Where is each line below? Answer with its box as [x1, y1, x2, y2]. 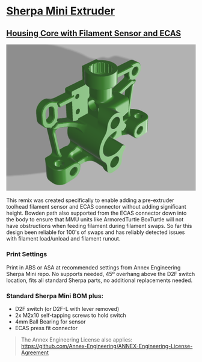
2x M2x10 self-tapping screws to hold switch [14, 311, 126, 319]
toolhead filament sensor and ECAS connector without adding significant [6, 203, 186, 210]
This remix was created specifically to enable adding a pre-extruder [6, 197, 174, 204]
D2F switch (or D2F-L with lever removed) [14, 305, 120, 312]
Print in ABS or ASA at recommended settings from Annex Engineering [6, 263, 181, 271]
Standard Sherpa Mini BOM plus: [6, 292, 104, 300]
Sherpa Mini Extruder [6, 4, 115, 18]
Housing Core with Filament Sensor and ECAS [6, 28, 182, 38]
